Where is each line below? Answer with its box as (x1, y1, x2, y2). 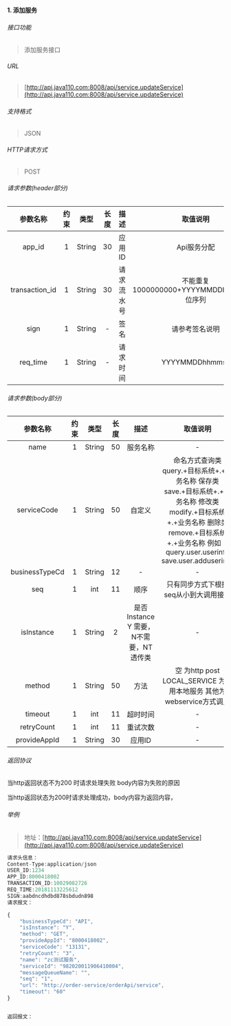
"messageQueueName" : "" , (19, 969, 91, 976)
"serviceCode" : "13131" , (19, 943, 91, 950)
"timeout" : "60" (19, 988, 67, 996)
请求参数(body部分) (7, 393, 63, 402)
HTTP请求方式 (7, 145, 48, 154)
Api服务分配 (176, 243, 215, 252)
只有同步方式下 (166, 579, 215, 589)
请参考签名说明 (171, 325, 220, 334)
